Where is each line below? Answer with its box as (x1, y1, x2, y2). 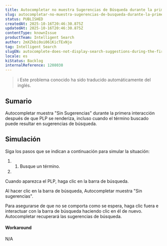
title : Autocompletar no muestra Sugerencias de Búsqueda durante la (5, 7, 153, 12)
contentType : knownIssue (5, 30, 57, 35)
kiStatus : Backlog (5, 58, 43, 63)
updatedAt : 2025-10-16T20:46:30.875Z (5, 26, 83, 31)
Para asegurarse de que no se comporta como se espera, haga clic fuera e (5, 203, 159, 209)
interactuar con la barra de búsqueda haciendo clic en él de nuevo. (5, 208, 143, 214)
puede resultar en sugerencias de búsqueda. (5, 121, 97, 126)
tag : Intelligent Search (5, 44, 57, 49)
